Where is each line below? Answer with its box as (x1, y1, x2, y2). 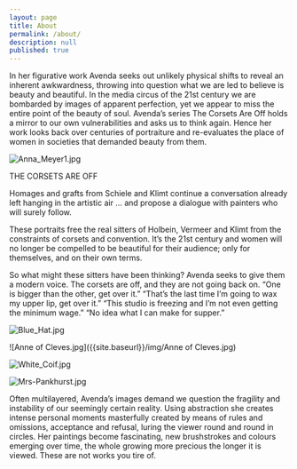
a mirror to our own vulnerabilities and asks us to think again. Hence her (9, 117, 272, 129)
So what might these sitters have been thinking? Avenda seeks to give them (9, 270, 285, 281)
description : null (9, 37, 77, 47)
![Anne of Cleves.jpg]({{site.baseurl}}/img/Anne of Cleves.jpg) (9, 342, 237, 353)
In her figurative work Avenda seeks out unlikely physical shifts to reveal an (9, 70, 284, 81)
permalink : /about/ (9, 29, 82, 38)
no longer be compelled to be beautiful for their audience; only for (9, 243, 251, 254)
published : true (9, 46, 69, 55)
